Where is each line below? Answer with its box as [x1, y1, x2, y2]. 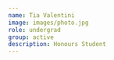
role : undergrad [8, 26, 61, 34]
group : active [8, 33, 55, 41]
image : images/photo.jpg [8, 19, 89, 26]
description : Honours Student [8, 41, 107, 48]
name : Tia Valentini [8, 11, 76, 19]
